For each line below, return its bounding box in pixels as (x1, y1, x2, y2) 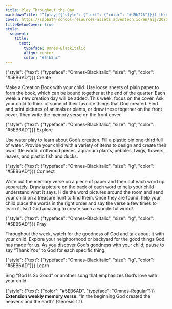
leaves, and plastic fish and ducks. (5, 153, 78, 159)
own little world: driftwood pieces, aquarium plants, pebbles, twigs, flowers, (5, 148, 165, 154)
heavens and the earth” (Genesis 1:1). (5, 299, 84, 305)
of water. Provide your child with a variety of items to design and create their (5, 142, 167, 148)
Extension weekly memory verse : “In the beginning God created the (5, 293, 151, 299)
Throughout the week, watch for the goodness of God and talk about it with (5, 231, 164, 237)
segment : (10, 31, 29, 36)
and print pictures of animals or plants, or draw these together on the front (5, 106, 162, 113)
